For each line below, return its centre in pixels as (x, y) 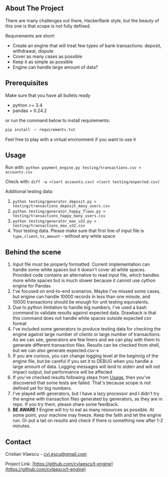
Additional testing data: (29, 192)
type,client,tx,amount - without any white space (64, 236)
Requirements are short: (30, 35)
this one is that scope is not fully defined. (48, 26)
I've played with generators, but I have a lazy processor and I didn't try (86, 394)
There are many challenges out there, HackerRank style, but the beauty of (82, 20)
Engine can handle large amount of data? (55, 67)
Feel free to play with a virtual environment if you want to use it (71, 139)
